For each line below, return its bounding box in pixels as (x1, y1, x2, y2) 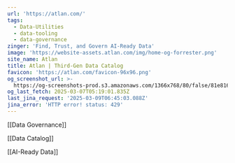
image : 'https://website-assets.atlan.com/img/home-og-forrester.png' (7, 50, 218, 57)
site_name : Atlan (7, 56, 58, 63)
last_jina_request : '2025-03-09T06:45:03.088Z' (7, 95, 149, 102)
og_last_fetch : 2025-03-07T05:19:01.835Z (7, 88, 130, 95)
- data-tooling (13, 29, 58, 37)
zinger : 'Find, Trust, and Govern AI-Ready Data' (7, 43, 155, 50)
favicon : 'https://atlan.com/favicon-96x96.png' (7, 69, 152, 76)
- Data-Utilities (13, 23, 64, 30)
